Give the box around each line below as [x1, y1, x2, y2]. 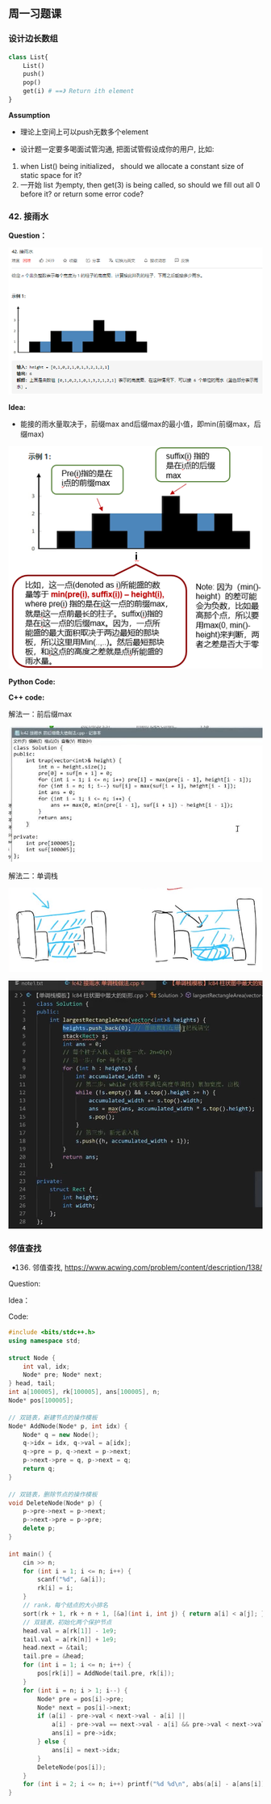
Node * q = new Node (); [23, 1430, 99, 1439]
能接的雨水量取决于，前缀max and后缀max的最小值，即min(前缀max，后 [19, 419, 261, 429]
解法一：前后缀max [8, 709, 73, 719]
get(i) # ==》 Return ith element [23, 87, 135, 95]
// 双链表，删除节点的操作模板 [8, 1490, 98, 1498]
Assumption [8, 110, 51, 120]
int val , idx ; [23, 1363, 70, 1371]
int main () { [8, 1550, 52, 1558]
